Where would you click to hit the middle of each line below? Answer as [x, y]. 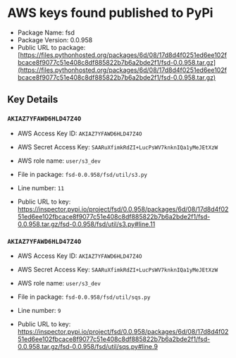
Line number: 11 [41, 187]
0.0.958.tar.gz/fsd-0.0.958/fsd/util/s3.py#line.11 [86, 224]
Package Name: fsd [46, 32]
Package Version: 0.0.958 [55, 39]
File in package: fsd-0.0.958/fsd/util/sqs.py [84, 297]
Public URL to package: [51, 47]
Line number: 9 [39, 310]
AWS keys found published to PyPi [110, 13]
